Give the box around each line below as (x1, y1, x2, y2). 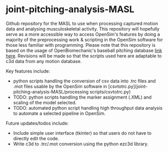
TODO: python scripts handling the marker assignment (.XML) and (13, 94, 152, 100)
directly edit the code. (13, 135, 59, 141)
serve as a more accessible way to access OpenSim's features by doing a (6, 31, 160, 37)
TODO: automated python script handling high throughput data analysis (13, 105, 163, 111)
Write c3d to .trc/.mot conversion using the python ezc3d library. (13, 141, 149, 147)
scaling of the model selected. (13, 99, 77, 105)
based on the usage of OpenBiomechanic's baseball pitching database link (6, 47, 162, 53)
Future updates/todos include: (6, 120, 69, 126)
